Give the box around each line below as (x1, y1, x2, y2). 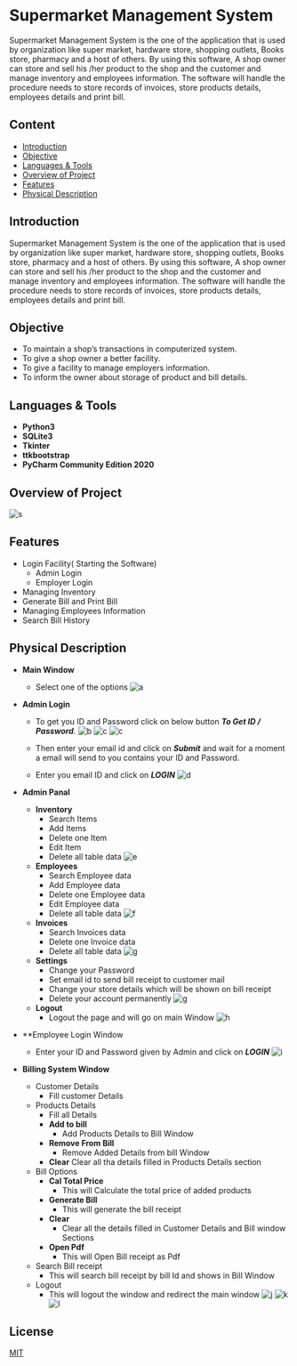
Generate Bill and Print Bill (21, 595, 118, 606)
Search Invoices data (48, 926, 126, 937)
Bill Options (35, 1166, 78, 1176)
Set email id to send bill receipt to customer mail (48, 974, 225, 984)
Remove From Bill (48, 1137, 115, 1148)
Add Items (48, 822, 87, 833)
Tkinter (21, 441, 51, 451)
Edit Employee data (48, 898, 120, 909)
